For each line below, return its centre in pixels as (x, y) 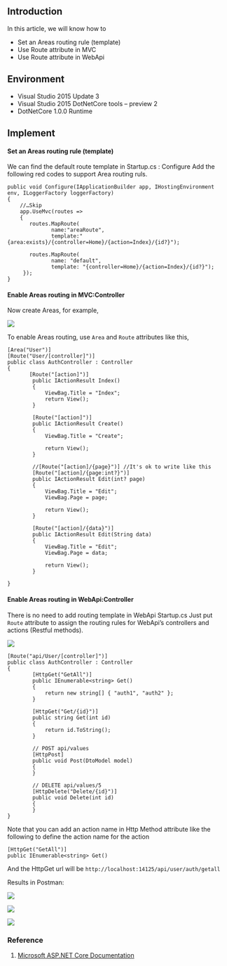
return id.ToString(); (78, 730)
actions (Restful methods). (46, 630)
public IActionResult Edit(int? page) (89, 479)
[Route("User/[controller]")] (51, 356)
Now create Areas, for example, (53, 310)
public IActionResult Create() (78, 424)
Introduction (35, 12)
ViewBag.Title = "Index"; (82, 393)
